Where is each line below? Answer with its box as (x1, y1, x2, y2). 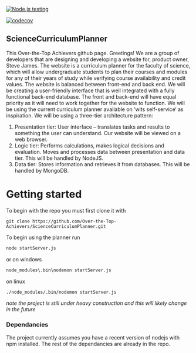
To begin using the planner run (6, 234, 80, 241)
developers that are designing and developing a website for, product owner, (6, 56, 189, 63)
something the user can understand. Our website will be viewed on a (14, 129, 181, 136)
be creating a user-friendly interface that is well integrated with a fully (6, 87, 175, 94)
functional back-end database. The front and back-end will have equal (6, 93, 177, 100)
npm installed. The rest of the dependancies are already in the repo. (6, 340, 171, 347)
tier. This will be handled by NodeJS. (14, 154, 104, 162)
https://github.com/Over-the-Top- (32, 218, 117, 224)
